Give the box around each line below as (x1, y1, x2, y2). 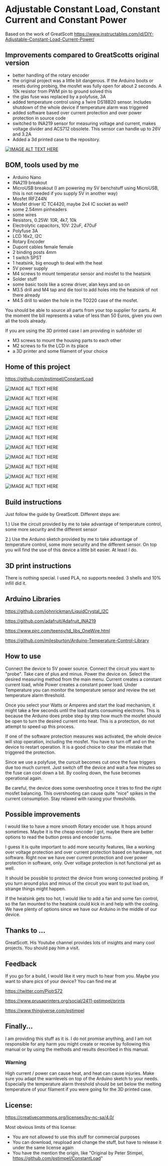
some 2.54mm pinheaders (12, 206, 67, 212)
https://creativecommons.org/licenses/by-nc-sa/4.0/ (5, 1114, 114, 1120)
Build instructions (5, 498, 62, 506)
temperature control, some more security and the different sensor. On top (5, 542, 157, 548)
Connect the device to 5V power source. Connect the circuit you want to (5, 665, 155, 671)
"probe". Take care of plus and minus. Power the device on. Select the (5, 671, 150, 677)
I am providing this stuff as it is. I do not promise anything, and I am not (5, 1035, 152, 1042)
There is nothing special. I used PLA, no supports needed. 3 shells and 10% (5, 575, 161, 580)
